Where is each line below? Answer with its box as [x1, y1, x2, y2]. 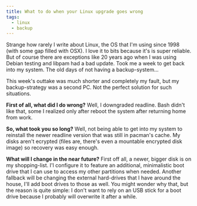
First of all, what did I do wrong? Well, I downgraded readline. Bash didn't [6, 101, 185, 109]
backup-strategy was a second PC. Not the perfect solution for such [6, 84, 172, 91]
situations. [6, 90, 31, 97]
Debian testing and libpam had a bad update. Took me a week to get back [6, 60, 185, 67]
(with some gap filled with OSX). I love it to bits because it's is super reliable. [6, 48, 192, 55]
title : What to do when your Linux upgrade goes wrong [6, 8, 143, 15]
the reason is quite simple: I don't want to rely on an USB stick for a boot [6, 187, 182, 194]
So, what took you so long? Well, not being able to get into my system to [6, 125, 183, 132]
